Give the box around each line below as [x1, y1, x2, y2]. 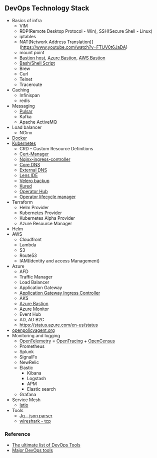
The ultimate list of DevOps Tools [11, 442, 80, 448]
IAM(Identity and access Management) [19, 257, 100, 263]
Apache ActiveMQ [19, 119, 57, 125]
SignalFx [19, 354, 37, 360]
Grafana [19, 391, 36, 397]
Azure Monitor [19, 306, 49, 312]
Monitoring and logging [11, 332, 60, 338]
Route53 [19, 252, 37, 258]
